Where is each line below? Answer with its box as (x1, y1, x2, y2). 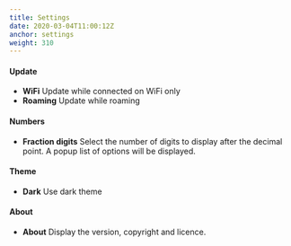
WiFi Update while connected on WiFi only (22, 86, 181, 97)
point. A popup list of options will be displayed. (22, 145, 196, 156)
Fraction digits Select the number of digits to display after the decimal (22, 136, 283, 146)
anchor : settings (9, 30, 75, 39)
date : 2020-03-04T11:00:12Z (9, 22, 115, 31)
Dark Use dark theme (22, 186, 102, 197)
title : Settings (9, 13, 70, 22)
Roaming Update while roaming (22, 95, 141, 106)
